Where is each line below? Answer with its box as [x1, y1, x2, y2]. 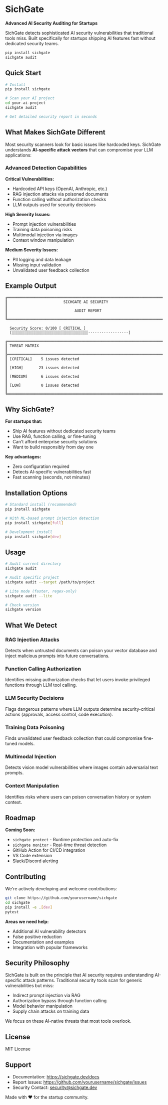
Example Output [5, 282, 56, 290]
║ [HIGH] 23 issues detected [5, 365, 79, 370]
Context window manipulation [12, 237, 74, 243]
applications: [5, 152, 31, 158]
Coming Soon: [5, 827, 36, 833]
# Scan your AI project [5, 96, 55, 101]
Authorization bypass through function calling [12, 998, 107, 1004]
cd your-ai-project [5, 100, 46, 106]
